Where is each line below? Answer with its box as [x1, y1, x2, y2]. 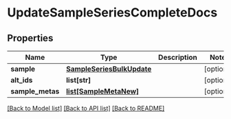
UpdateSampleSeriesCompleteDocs [7, 5, 218, 21]
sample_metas [10, 87, 60, 96]
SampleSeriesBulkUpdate [66, 64, 152, 74]
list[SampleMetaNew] [66, 87, 140, 96]
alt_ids [10, 76, 33, 85]
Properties [7, 32, 54, 44]
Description [157, 53, 198, 62]
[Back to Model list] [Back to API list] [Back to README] [7, 105, 165, 112]
